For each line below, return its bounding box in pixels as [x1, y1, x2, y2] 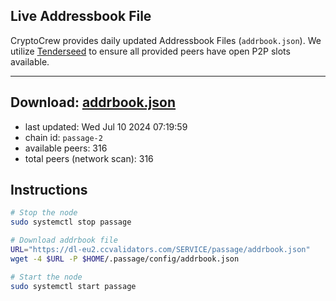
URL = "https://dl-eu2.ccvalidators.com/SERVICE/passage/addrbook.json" [10, 245, 311, 255]
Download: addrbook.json [10, 94, 177, 111]
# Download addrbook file [10, 235, 118, 246]
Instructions [10, 182, 88, 199]
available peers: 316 [24, 142, 108, 154]
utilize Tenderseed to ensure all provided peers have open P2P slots [10, 45, 291, 57]
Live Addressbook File [10, 8, 152, 25]
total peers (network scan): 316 [24, 152, 154, 164]
